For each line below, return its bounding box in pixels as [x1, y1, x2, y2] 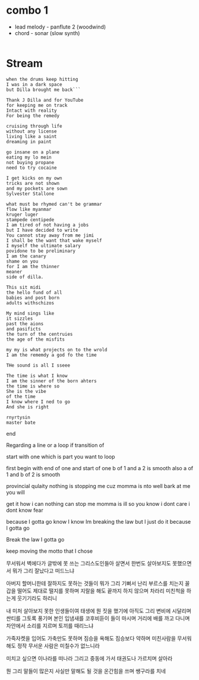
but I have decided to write [6, 227, 78, 233]
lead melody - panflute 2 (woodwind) [14, 23, 106, 30]
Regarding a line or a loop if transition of [6, 441, 105, 449]
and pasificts [6, 326, 42, 332]
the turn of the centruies [6, 331, 73, 337]
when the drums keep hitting [6, 76, 78, 82]
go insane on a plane [6, 149, 60, 155]
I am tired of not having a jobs [6, 222, 89, 228]
